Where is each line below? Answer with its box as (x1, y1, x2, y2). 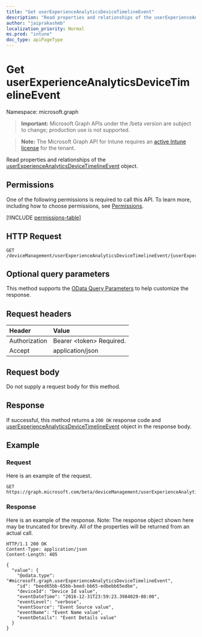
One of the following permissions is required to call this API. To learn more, (6, 196, 192, 203)
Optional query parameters (6, 269, 110, 279)
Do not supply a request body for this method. (6, 383, 121, 390)
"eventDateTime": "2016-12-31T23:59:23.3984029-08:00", (17, 594, 161, 600)
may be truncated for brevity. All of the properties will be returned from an (6, 523, 190, 530)
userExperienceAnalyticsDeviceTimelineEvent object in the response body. (6, 423, 192, 430)
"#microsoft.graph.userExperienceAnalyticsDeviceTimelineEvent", (6, 577, 173, 584)
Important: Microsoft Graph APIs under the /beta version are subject (20, 120, 191, 127)
